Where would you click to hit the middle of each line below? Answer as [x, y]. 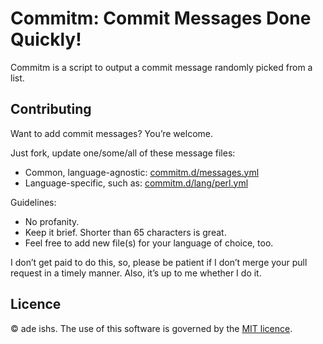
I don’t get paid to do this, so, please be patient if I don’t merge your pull [159, 262]
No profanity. [52, 221]
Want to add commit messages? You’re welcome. [111, 133]
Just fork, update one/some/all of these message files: [123, 153]
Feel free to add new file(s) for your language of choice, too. [149, 243]
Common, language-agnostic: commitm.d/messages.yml [142, 172]
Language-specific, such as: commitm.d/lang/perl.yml [136, 183]
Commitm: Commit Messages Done [161, 18]
